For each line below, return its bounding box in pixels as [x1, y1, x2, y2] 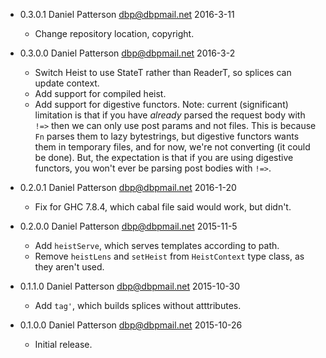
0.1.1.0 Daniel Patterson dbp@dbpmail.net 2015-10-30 [19, 280, 241, 292]
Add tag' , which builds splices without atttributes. [34, 300, 242, 311]
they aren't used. [34, 261, 105, 273]
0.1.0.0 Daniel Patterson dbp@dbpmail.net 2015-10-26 [19, 319, 243, 331]
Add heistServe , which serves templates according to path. [34, 240, 280, 251]
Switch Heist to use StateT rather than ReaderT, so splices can [34, 67, 292, 78]
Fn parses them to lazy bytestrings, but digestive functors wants [34, 130, 300, 142]
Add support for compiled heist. [34, 88, 167, 99]
